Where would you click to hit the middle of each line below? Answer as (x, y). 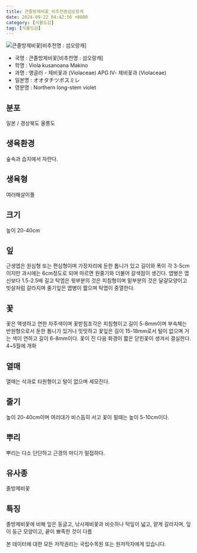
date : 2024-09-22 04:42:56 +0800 (47, 17)
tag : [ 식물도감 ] (24, 28)
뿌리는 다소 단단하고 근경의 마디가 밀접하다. (56, 453)
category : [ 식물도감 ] (30, 22)
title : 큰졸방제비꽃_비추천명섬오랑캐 (45, 11)
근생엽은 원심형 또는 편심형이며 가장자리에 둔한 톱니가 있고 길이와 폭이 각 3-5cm (98, 266)
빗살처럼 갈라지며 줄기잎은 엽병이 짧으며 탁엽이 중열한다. (71, 288)
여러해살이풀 (21, 195)
